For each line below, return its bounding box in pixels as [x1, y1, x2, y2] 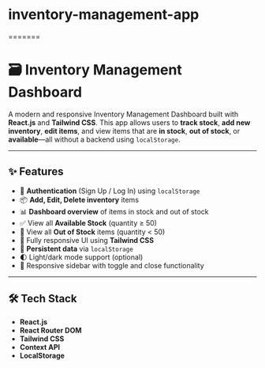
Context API [19, 342, 61, 351]
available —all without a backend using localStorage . [8, 135, 181, 144]
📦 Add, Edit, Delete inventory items [19, 195, 140, 204]
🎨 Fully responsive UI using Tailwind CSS [19, 235, 155, 245]
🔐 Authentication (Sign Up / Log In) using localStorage [19, 186, 200, 195]
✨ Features [8, 165, 64, 179]
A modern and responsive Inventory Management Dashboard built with [8, 109, 239, 119]
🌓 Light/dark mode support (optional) [19, 252, 144, 262]
